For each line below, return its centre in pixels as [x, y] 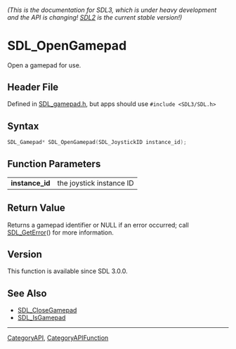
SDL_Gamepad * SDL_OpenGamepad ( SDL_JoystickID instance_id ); [97, 143]
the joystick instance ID [96, 183]
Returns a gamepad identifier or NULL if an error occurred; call [98, 225]
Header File [33, 87]
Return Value [36, 208]
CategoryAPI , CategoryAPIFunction [58, 338]
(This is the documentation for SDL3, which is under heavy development [112, 10]
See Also [27, 293]
